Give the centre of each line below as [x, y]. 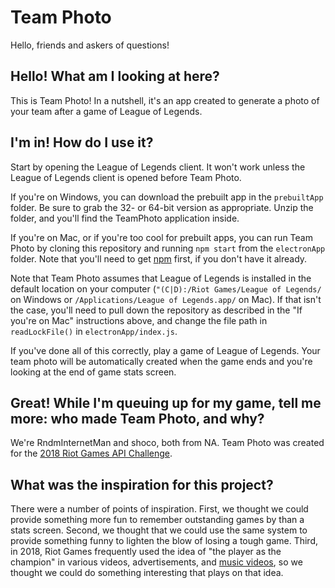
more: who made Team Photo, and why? [137, 418]
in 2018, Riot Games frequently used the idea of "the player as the [146, 552]
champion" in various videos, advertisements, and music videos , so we [156, 562]
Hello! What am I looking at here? [115, 76]
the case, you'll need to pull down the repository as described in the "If [156, 310]
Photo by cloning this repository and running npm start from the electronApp [168, 248]
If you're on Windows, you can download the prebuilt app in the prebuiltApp [167, 197]
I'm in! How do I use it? [82, 142]
